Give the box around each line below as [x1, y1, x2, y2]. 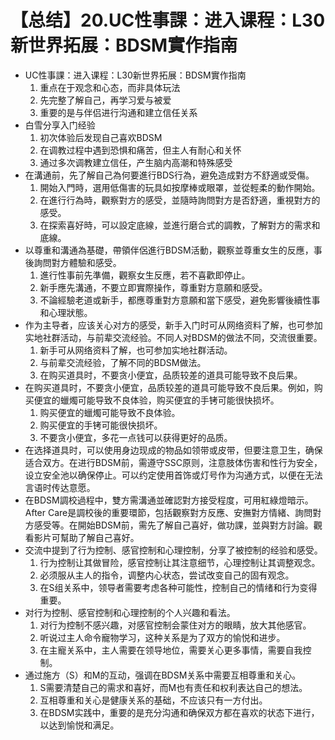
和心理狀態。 [39, 306, 93, 318]
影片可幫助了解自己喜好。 [33, 531, 140, 543]
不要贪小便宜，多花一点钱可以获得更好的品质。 [39, 431, 233, 443]
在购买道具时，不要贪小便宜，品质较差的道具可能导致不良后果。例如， [24, 381, 315, 393]
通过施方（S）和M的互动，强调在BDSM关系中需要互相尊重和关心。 [24, 669, 302, 681]
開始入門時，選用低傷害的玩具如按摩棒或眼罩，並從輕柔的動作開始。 [39, 181, 321, 193]
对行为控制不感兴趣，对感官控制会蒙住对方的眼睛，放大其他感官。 [39, 619, 312, 631]
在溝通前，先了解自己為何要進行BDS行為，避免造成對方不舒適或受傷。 [24, 169, 315, 181]
